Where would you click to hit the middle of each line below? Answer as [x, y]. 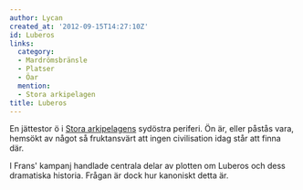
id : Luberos [32, 35]
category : [36, 52]
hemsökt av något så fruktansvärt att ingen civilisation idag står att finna [145, 139]
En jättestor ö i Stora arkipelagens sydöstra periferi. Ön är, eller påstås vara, [152, 129]
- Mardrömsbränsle [53, 60]
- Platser [36, 69]
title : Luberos [38, 103]
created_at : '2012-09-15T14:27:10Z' [79, 26]
